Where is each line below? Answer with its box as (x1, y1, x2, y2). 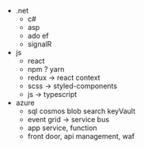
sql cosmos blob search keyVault (27, 106, 136, 116)
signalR (27, 39, 52, 49)
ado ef (27, 31, 49, 40)
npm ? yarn (27, 65, 65, 73)
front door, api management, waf (27, 132, 135, 140)
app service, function (27, 123, 97, 132)
